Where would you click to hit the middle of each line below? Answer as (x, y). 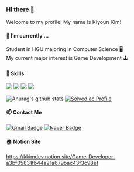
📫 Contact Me (24, 112)
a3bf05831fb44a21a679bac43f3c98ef (52, 163)
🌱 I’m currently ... (28, 35)
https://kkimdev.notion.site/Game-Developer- (61, 157)
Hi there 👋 (20, 9)
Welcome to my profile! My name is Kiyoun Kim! (64, 22)
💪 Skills (15, 73)
